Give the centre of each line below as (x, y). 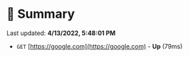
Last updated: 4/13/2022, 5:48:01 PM (61, 33)
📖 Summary (41, 14)
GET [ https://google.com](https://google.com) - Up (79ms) (99, 46)
